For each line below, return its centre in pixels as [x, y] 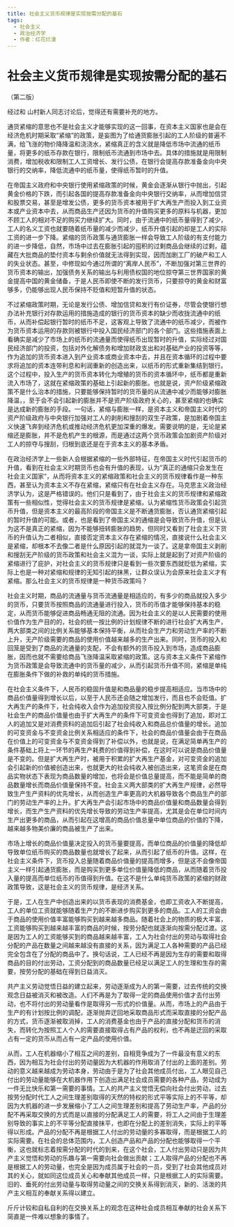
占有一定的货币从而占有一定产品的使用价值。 [71, 1039]
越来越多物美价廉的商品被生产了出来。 [62, 829]
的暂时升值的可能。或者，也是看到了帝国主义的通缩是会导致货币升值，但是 [114, 520]
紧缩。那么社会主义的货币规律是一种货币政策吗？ [77, 581]
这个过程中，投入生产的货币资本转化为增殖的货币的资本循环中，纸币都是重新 [117, 375]
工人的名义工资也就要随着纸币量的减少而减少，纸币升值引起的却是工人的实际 [117, 229]
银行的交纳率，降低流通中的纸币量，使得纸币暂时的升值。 [89, 170]
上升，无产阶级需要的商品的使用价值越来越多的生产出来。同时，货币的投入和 [117, 640]
